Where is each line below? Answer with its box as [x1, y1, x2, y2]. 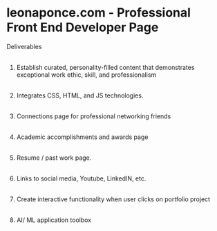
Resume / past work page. [16, 154, 92, 162]
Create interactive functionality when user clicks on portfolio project [16, 195, 211, 203]
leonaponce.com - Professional [6, 5, 191, 21]
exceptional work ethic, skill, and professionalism [16, 71, 157, 79]
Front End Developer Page [6, 19, 159, 35]
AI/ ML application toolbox [16, 216, 91, 224]
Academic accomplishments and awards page [16, 133, 149, 141]
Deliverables [6, 42, 42, 50]
